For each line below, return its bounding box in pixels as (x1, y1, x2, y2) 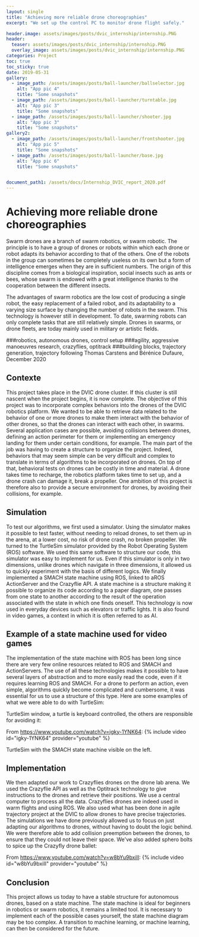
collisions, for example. (6, 490, 63, 497)
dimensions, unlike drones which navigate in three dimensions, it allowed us (6, 561, 192, 568)
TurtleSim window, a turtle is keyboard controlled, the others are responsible (6, 710, 193, 717)
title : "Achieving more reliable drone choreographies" (6, 14, 147, 20)
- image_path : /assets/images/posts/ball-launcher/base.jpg (11, 153, 163, 159)
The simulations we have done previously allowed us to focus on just (6, 817, 175, 824)
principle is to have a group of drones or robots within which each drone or (6, 244, 189, 251)
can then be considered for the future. (6, 925, 100, 932)
